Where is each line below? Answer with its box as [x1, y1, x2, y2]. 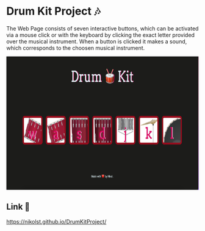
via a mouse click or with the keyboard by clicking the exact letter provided [6, 31, 195, 38]
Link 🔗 [6, 202, 31, 212]
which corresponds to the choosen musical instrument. [6, 44, 145, 51]
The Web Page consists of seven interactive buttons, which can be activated [6, 24, 199, 32]
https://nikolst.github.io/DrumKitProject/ [6, 218, 107, 225]
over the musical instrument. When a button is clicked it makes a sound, [6, 38, 187, 45]
